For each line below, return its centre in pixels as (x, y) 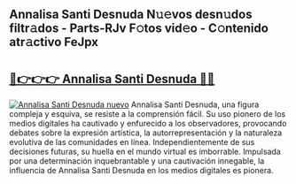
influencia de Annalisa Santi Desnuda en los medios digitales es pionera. (141, 170)
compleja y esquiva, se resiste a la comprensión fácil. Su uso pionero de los (148, 114)
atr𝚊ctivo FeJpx (54, 42)
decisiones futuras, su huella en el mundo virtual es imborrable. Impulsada (145, 151)
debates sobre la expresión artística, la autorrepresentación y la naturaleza (146, 133)
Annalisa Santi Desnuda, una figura (195, 104)
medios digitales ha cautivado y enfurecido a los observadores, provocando (148, 123)
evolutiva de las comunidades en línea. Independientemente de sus (132, 142)
